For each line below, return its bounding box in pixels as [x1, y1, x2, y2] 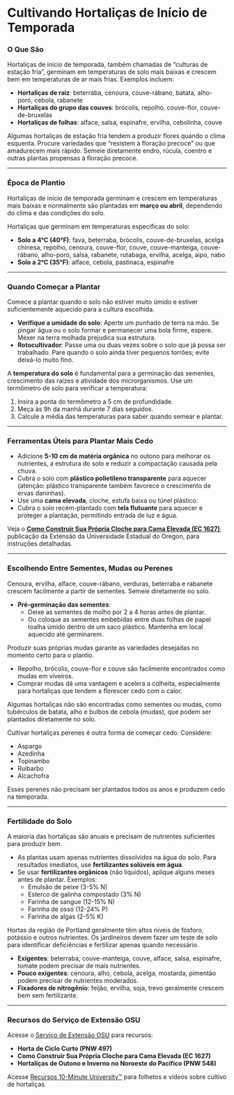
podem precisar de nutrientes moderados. [17, 976, 139, 984]
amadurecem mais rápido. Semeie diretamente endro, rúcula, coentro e [7, 146, 212, 155]
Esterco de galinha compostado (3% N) [27, 890, 141, 898]
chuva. [17, 467, 38, 475]
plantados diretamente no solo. [7, 714, 97, 723]
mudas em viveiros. [17, 671, 74, 680]
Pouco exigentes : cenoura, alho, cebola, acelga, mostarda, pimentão [17, 969, 217, 977]
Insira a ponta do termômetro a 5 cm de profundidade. [17, 397, 174, 406]
